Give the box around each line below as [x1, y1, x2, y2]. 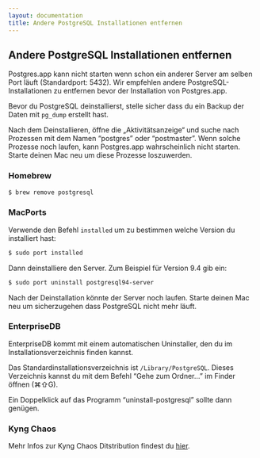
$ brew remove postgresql [8, 188, 94, 197]
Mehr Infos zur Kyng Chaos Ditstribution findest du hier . [8, 441, 190, 451]
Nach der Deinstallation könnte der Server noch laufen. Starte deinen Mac [8, 292, 250, 302]
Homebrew [8, 170, 52, 181]
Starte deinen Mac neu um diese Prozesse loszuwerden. [8, 151, 193, 160]
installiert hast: [8, 233, 57, 242]
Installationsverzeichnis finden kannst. [8, 347, 133, 357]
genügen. [8, 403, 40, 413]
